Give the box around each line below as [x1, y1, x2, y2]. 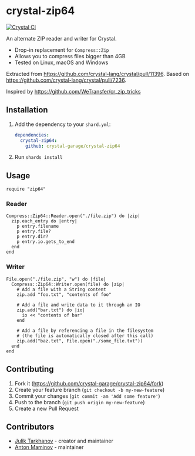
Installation [6, 105, 48, 115]
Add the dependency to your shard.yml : [14, 121, 111, 128]
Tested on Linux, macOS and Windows [14, 59, 109, 66]
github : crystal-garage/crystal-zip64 [25, 143, 120, 149]
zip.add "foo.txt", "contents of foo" [16, 291, 112, 298]
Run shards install [14, 154, 63, 161]
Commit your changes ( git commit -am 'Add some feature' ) [14, 392, 160, 400]
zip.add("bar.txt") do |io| [16, 307, 85, 313]
